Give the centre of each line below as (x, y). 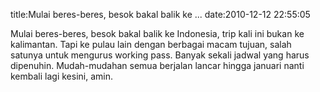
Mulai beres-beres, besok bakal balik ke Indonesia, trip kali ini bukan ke (157, 33)
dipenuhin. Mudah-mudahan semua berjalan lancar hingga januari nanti (157, 65)
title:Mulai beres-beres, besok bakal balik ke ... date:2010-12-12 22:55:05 (160, 14)
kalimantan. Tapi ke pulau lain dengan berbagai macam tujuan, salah (151, 44)
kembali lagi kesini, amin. (62, 76)
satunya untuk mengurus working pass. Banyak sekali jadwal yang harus (160, 55)
